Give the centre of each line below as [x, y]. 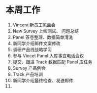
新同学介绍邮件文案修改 [36, 43]
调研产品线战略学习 [32, 49]
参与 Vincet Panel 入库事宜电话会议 [48, 55]
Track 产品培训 [28, 74]
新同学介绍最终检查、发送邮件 [43, 80]
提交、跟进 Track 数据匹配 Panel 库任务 [52, 62]
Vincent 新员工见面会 [34, 25]
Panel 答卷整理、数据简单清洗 [43, 37]
